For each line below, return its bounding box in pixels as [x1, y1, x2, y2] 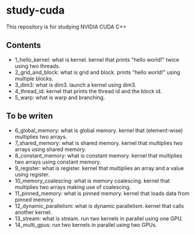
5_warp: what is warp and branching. [14, 94, 105, 101]
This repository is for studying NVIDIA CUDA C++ [6, 23, 127, 30]
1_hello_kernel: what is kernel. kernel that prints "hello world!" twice [14, 56, 180, 63]
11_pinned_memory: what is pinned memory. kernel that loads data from [14, 190, 190, 197]
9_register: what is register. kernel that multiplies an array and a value [14, 164, 184, 172]
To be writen [6, 111, 53, 121]
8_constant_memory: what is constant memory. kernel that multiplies [14, 152, 183, 159]
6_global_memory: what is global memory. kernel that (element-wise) [14, 127, 183, 134]
